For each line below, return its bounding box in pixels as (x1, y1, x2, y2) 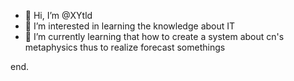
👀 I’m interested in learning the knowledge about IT (24, 20, 236, 32)
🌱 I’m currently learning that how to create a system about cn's (24, 31, 285, 42)
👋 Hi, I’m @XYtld (24, 10, 93, 21)
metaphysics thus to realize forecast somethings (24, 41, 226, 53)
